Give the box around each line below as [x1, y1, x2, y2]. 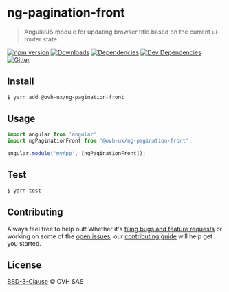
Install [7, 76, 34, 87]
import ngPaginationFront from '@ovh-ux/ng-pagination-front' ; [7, 138, 193, 145]
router [23, 34, 42, 43]
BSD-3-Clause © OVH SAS [7, 278, 84, 286]
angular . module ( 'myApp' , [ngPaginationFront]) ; [7, 150, 146, 157]
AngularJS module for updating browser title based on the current [23, 28, 211, 36]
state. [43, 34, 59, 43]
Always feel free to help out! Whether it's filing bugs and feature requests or [7, 225, 223, 233]
